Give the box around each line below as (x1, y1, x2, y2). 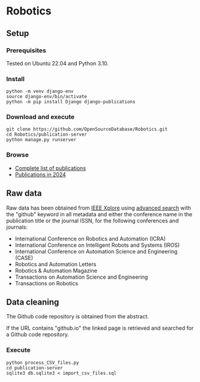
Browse (6, 151, 29, 159)
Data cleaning (6, 297, 59, 307)
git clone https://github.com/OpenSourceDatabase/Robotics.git (6, 126, 168, 133)
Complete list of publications (14, 164, 86, 172)
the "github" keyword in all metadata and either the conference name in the (6, 210, 193, 217)
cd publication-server (6, 365, 63, 371)
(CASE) (14, 254, 34, 261)
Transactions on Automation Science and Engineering (14, 273, 148, 280)
